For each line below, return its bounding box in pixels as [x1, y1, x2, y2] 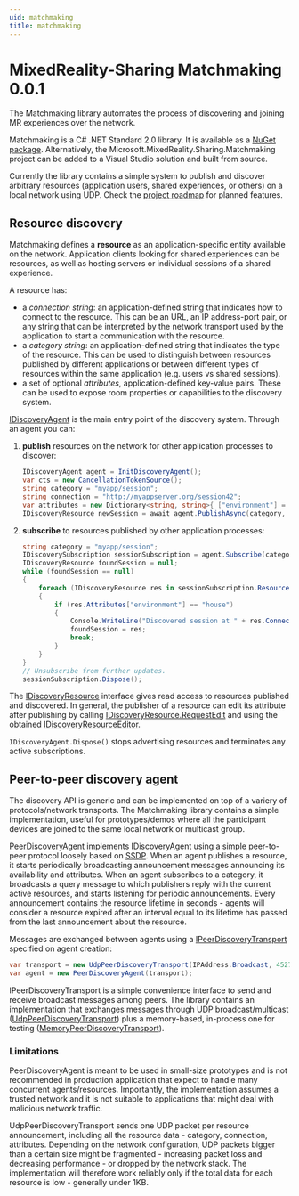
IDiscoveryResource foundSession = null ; [21, 558, 179, 568]
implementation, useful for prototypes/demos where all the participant [9, 814, 267, 825]
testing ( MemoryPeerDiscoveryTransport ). [9, 1022, 165, 1033]
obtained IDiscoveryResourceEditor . [9, 719, 141, 730]
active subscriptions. [9, 745, 86, 757]
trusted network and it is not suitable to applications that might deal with [9, 1094, 274, 1104]
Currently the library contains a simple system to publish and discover [9, 171, 266, 182]
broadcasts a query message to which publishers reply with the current [9, 879, 271, 890]
